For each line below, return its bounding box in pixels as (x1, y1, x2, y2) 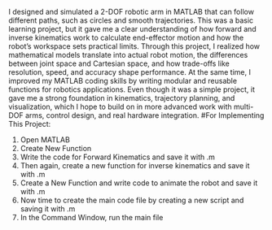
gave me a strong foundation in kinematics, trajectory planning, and (8, 93, 235, 102)
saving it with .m (20, 204, 76, 214)
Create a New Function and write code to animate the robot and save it (20, 178, 258, 188)
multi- (233, 102, 254, 111)
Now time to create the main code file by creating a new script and (20, 195, 244, 205)
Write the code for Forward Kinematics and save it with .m (20, 152, 216, 162)
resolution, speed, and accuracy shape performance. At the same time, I (8, 67, 251, 76)
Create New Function (20, 144, 92, 153)
